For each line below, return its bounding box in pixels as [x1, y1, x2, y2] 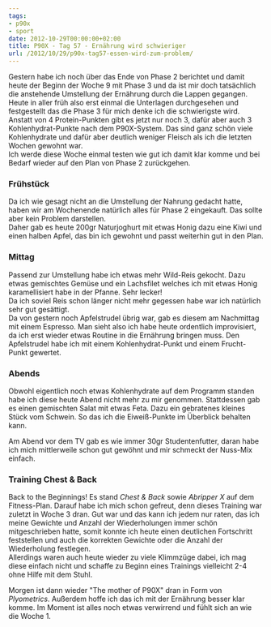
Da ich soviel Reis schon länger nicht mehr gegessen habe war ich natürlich [8, 295, 261, 305]
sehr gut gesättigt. [8, 304, 70, 314]
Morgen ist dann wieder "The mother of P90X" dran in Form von [8, 586, 222, 595]
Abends [8, 367, 40, 379]
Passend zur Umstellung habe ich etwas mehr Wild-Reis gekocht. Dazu [8, 269, 246, 280]
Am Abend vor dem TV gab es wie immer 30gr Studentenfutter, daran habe [8, 436, 260, 446]
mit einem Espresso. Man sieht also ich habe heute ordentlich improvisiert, [8, 321, 256, 331]
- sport [8, 27, 35, 35]
